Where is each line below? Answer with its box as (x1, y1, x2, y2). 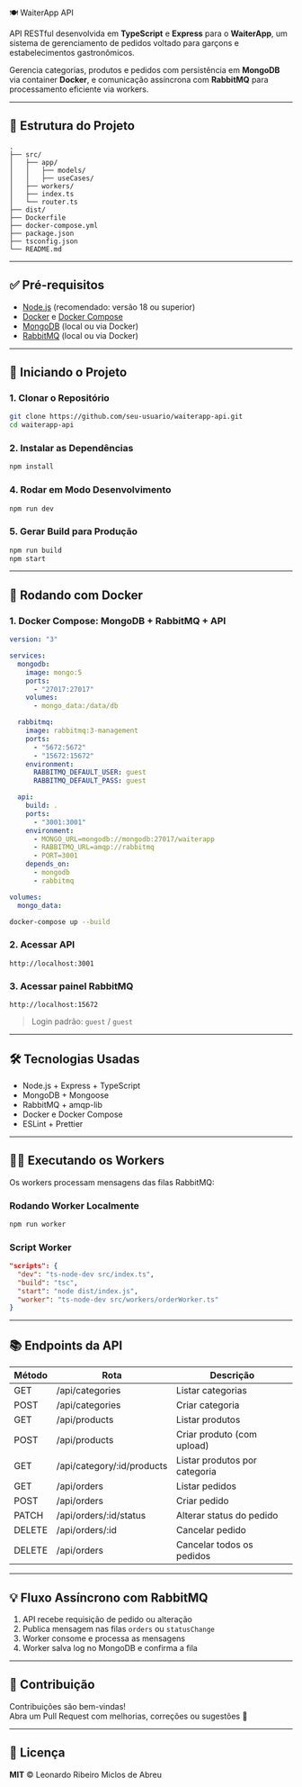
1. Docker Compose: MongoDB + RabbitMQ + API (9, 614, 226, 627)
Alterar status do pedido (176, 1510, 279, 1522)
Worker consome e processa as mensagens (22, 1633, 186, 1644)
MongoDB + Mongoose (22, 1089, 110, 1101)
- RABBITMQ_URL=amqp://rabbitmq (32, 843, 155, 852)
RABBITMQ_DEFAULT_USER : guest (32, 768, 147, 777)
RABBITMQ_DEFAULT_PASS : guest (32, 776, 147, 785)
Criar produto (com (176, 1429, 258, 1441)
